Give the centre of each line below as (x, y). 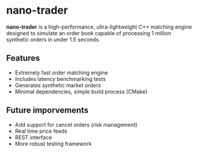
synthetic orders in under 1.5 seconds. (53, 39)
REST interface (33, 137)
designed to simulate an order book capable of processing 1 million (89, 33)
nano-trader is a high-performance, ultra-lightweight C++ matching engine (99, 27)
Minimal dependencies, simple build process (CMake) (81, 91)
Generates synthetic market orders (58, 85)
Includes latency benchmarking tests (60, 79)
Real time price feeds (41, 131)
